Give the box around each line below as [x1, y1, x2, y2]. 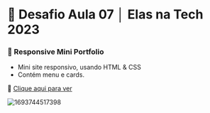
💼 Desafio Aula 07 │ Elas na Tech [7, 6, 204, 23]
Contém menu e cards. [17, 70, 85, 79]
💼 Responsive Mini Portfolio [7, 47, 104, 57]
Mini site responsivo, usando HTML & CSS [17, 63, 142, 72]
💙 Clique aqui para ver [7, 85, 72, 93]
